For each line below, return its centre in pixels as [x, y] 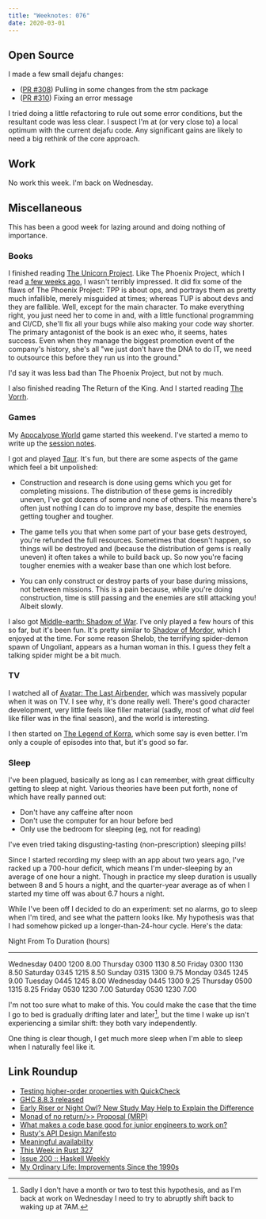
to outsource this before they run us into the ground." [95, 357]
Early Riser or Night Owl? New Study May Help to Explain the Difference [137, 1108]
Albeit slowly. [41, 606]
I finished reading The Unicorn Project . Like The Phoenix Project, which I [127, 273]
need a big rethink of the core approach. [74, 139]
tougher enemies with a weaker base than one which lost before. [125, 565]
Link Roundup [43, 1072]
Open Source [41, 55]
